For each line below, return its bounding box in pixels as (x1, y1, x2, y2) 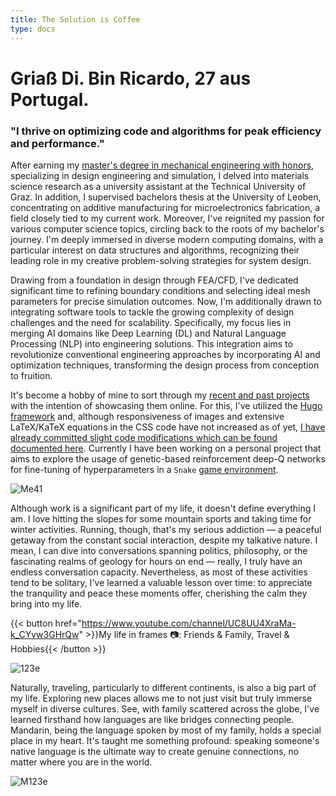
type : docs (10, 24, 56, 34)
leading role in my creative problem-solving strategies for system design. (10, 254, 312, 266)
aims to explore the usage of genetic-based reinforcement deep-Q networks (10, 452, 326, 465)
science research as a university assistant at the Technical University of (10, 180, 307, 192)
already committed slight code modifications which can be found (10, 431, 278, 443)
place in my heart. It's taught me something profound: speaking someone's (10, 734, 320, 746)
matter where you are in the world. (10, 756, 153, 768)
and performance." (10, 136, 105, 150)
